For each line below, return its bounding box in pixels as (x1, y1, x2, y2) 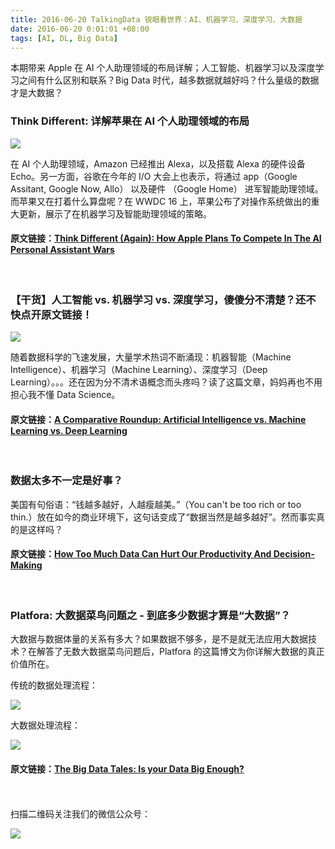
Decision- (273, 548, 315, 560)
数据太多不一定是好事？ (10, 474, 123, 488)
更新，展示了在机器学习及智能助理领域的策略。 (18, 207, 212, 220)
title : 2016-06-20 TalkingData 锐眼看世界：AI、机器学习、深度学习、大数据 (10, 14, 303, 25)
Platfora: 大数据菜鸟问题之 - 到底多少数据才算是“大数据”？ (10, 608, 291, 622)
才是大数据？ (10, 87, 63, 99)
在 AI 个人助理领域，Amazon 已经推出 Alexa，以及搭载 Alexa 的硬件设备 (10, 157, 306, 170)
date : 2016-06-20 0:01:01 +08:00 (10, 24, 150, 34)
